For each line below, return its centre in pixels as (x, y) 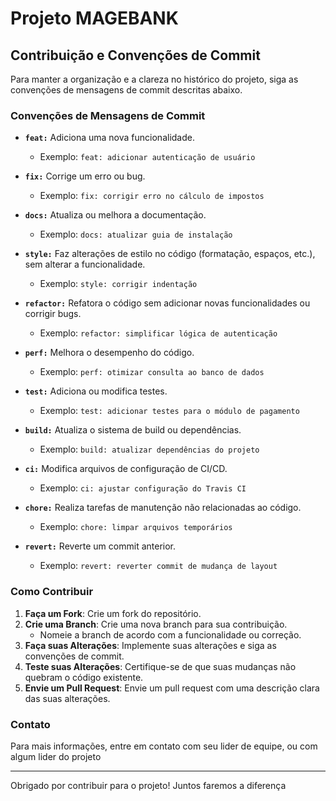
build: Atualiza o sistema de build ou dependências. (133, 430)
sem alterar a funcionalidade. (85, 264)
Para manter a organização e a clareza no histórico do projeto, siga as (154, 79)
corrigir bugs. (53, 314)
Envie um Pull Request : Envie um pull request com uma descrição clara (172, 688)
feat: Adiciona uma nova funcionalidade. (109, 138)
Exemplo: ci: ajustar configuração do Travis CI (143, 488)
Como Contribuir (52, 592)
